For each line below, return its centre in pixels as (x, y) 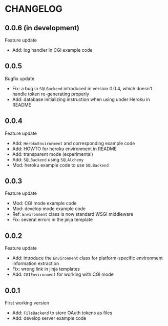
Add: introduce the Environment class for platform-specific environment (88, 258)
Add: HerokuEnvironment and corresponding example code (73, 143)
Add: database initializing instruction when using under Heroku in (81, 99)
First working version (27, 303)
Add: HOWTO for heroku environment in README (65, 149)
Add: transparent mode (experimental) (52, 154)
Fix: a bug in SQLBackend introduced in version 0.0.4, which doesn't (82, 88)
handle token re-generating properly (51, 94)
